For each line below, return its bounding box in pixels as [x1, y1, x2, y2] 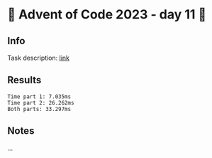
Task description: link [7, 53, 69, 62]
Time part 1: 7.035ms [7, 93, 72, 100]
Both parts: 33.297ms [7, 105, 72, 112]
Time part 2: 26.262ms [7, 99, 74, 106]
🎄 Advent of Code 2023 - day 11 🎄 [7, 6, 207, 23]
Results [7, 74, 42, 86]
